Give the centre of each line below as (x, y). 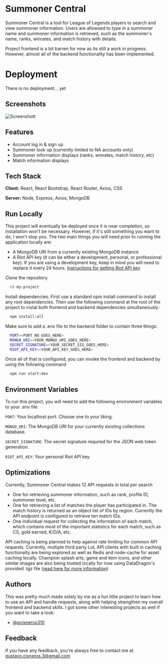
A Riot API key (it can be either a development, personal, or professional (87, 257)
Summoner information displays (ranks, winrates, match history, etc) (83, 155)
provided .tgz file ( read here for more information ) (57, 568)
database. (16, 432)
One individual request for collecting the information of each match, (83, 521)
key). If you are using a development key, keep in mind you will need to (86, 263)
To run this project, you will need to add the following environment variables (84, 402)
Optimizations (28, 473)
